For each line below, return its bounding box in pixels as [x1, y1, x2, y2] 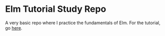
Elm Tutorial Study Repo [5, 3, 106, 15]
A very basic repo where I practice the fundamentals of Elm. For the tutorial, [5, 20, 161, 26]
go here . [5, 25, 22, 31]
